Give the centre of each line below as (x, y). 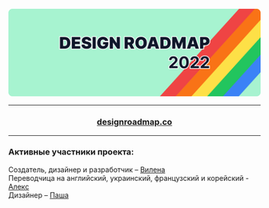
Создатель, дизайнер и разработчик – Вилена (87, 170)
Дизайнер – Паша (39, 195)
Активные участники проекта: (71, 152)
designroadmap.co (134, 122)
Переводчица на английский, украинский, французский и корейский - (129, 178)
